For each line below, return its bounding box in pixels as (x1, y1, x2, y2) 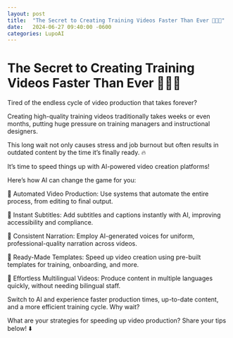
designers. (7, 127, 39, 136)
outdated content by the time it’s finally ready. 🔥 (7, 149, 146, 157)
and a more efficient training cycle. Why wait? (7, 303, 140, 311)
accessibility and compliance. (7, 218, 94, 227)
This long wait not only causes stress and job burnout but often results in (7, 141, 219, 149)
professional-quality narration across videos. (7, 239, 137, 248)
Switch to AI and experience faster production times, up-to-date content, (7, 295, 219, 303)
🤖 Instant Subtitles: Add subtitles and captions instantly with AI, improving (7, 211, 221, 219)
